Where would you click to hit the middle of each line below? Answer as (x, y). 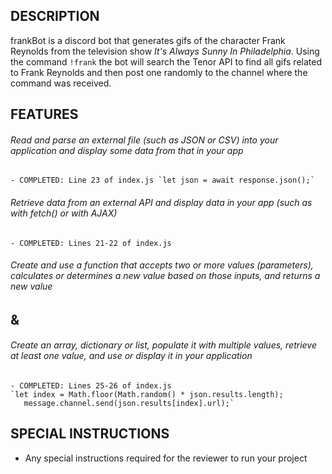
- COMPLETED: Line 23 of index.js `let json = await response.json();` (162, 180)
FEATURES (44, 114)
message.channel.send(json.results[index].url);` (129, 404)
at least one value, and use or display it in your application (131, 356)
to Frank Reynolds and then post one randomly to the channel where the (159, 72)
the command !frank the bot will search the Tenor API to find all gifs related (166, 61)
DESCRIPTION (55, 16)
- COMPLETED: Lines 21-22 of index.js (91, 243)
